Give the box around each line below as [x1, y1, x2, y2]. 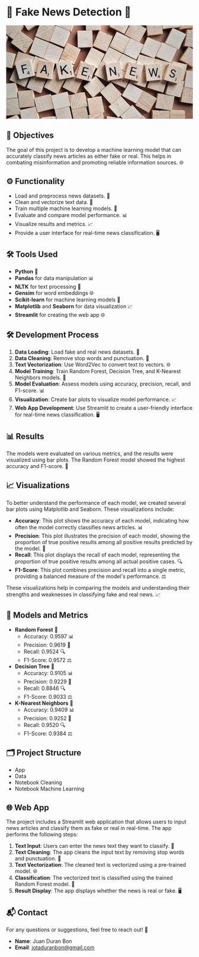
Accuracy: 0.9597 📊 [23, 632, 74, 640]
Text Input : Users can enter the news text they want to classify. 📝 [14, 842, 175, 850]
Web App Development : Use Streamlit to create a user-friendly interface [14, 405, 192, 412]
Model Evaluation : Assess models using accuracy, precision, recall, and [14, 380, 191, 387]
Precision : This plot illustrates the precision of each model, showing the [14, 532, 191, 539]
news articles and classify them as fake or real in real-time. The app [6, 825, 172, 832]
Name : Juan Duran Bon [14, 937, 72, 945]
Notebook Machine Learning [14, 786, 85, 793]
